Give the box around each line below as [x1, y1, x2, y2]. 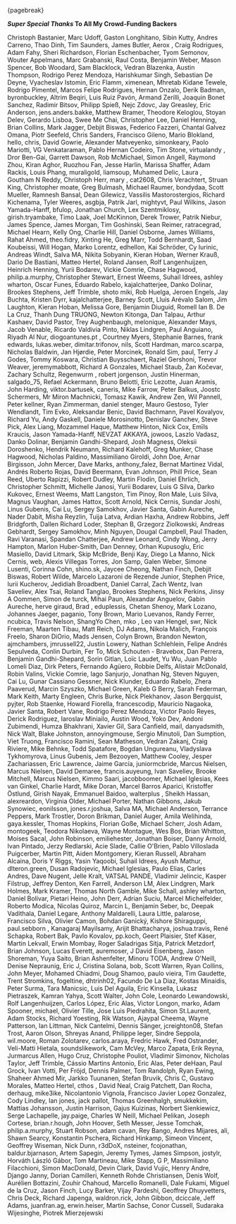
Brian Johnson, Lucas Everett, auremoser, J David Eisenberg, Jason [7, 947, 204, 955]
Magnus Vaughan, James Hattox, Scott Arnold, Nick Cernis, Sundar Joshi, [7, 497, 222, 506]
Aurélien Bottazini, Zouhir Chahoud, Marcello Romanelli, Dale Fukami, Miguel [7, 1179, 230, 1187]
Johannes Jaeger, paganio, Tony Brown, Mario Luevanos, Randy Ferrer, [7, 610, 215, 618]
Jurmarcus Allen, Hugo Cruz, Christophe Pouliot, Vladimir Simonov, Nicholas [7, 1051, 230, 1060]
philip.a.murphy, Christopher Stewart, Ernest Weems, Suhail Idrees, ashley [7, 273, 223, 281]
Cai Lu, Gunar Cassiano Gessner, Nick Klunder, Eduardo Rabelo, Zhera [7, 677, 212, 686]
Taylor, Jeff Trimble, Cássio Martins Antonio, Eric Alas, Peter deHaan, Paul [7, 1059, 223, 1067]
